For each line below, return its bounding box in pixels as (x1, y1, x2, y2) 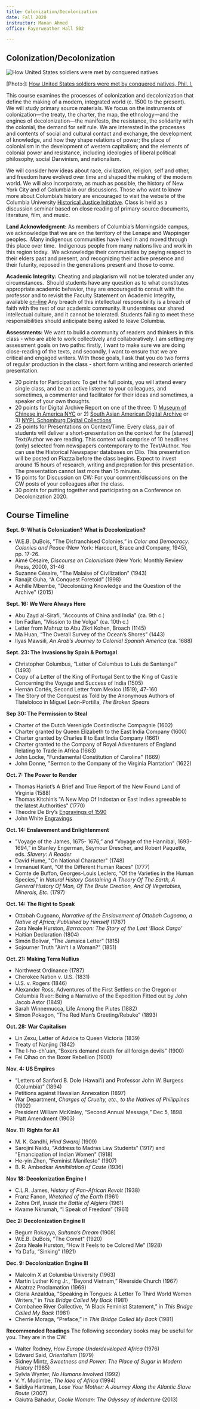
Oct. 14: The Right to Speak (6, 900, 75, 907)
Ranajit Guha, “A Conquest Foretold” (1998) (14, 575, 121, 583)
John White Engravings (14, 815, 73, 822)
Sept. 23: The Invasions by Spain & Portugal (6, 648, 118, 655)
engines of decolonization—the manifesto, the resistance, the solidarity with (6, 117, 193, 124)
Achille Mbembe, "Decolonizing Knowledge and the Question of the (14, 582, 181, 589)
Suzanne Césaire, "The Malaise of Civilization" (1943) (14, 569, 147, 577)
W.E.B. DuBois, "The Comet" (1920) (14, 1235, 103, 1242)
